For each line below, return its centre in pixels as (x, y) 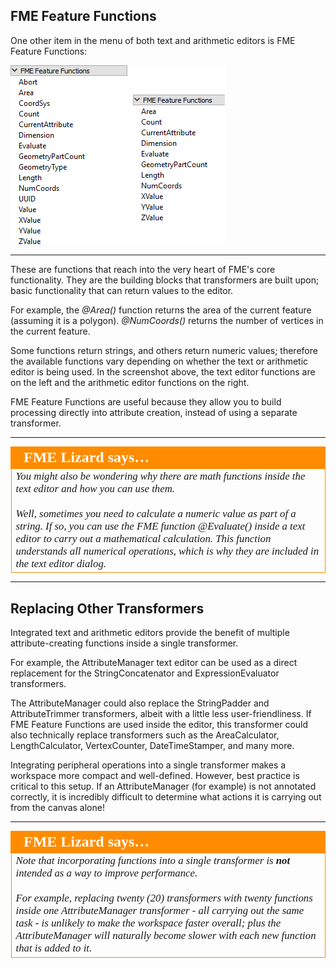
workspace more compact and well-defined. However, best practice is (155, 776)
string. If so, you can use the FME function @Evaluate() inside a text (160, 526)
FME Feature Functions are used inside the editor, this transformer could (159, 725)
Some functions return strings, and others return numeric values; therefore (164, 350)
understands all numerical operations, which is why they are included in (167, 551)
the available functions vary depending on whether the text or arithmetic (159, 361)
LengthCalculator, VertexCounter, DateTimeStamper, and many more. (152, 746)
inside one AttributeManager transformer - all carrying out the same (160, 911)
